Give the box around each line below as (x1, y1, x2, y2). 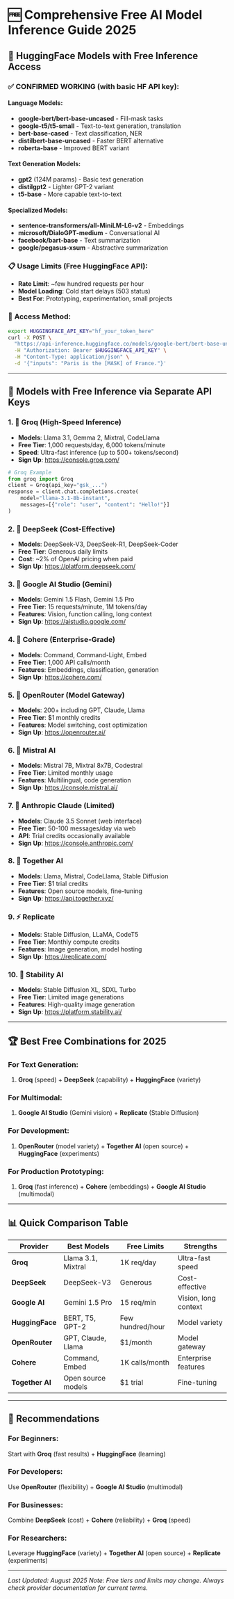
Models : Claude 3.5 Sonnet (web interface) (17, 817, 142, 825)
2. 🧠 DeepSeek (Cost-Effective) (8, 524, 115, 533)
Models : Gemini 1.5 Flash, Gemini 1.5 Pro (17, 595, 135, 604)
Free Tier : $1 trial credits (17, 879, 89, 887)
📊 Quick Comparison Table (8, 1217, 128, 1229)
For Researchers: (8, 1534, 67, 1543)
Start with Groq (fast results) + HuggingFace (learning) (8, 1449, 166, 1458)
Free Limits (126, 1242, 165, 1251)
